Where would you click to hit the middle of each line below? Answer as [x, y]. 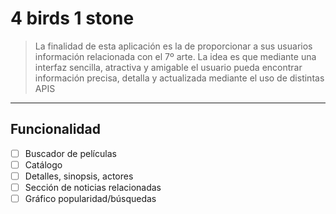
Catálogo [43, 164]
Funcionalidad [56, 129]
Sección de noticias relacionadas [93, 187]
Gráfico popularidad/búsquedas [90, 198]
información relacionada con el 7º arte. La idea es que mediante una [175, 56]
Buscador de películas [70, 153]
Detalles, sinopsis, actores [79, 176]
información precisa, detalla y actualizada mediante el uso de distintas [179, 78]
